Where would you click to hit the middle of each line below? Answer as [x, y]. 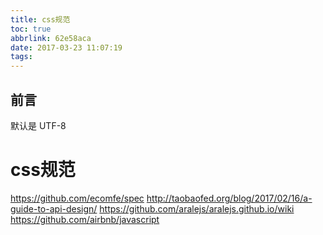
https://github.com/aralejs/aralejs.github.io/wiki [197, 208]
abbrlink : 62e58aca [51, 38]
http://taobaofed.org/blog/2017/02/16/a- [229, 198]
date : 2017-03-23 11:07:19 [66, 47]
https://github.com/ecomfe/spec [77, 198]
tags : [21, 57]
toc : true [31, 29]
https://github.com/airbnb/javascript [85, 219]
